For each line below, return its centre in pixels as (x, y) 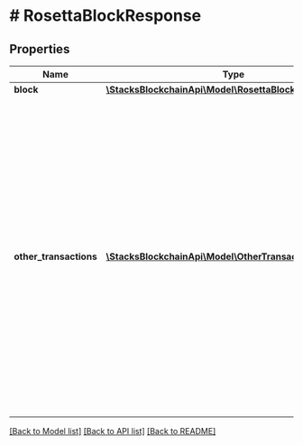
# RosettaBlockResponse (106, 16)
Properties (40, 49)
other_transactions (55, 256)
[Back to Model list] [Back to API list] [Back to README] (113, 431)
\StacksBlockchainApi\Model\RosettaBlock (201, 89)
